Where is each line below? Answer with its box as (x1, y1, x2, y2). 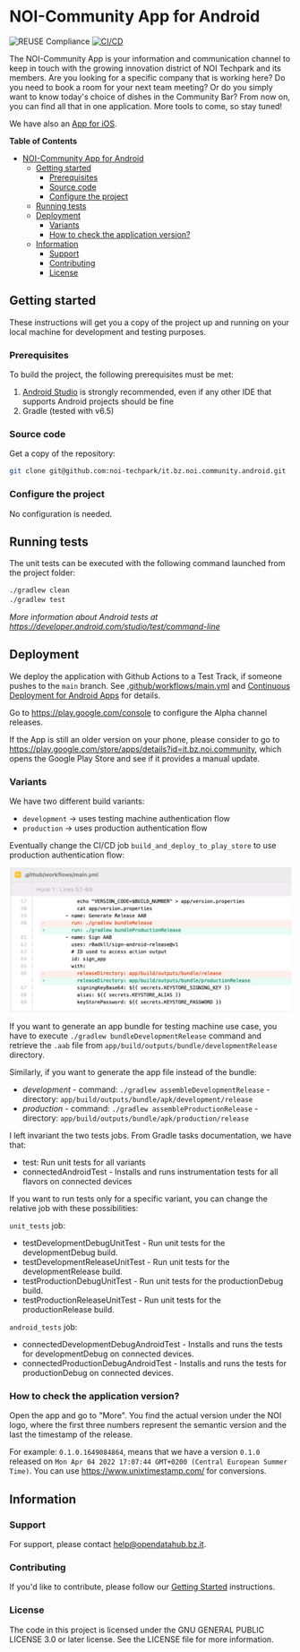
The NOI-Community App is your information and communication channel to (9, 53, 291, 64)
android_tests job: (9, 1321, 78, 1332)
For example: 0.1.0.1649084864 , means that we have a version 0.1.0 (9, 1447, 261, 1458)
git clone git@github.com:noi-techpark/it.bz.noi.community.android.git (9, 467, 287, 476)
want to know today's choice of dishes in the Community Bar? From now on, (9, 91, 291, 102)
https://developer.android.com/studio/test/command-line (9, 621, 221, 632)
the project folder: (9, 567, 76, 579)
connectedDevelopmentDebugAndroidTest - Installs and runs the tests (21, 1339, 284, 1350)
